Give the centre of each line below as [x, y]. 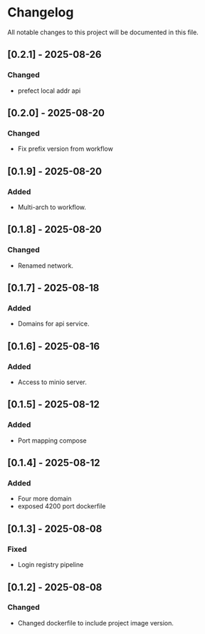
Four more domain [44, 499]
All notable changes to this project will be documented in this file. [103, 32]
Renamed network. [45, 266]
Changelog [41, 12]
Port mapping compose [52, 441]
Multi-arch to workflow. [52, 207]
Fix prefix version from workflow [65, 149]
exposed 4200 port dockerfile [62, 506]
